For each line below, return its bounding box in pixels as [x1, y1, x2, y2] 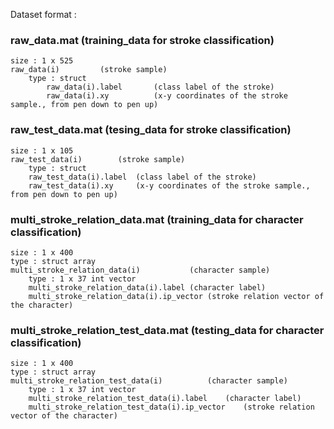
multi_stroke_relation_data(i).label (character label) [28, 282, 267, 293]
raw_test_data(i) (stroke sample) [10, 154, 186, 164]
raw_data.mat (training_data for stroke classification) [10, 33, 275, 47]
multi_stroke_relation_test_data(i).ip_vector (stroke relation [28, 402, 315, 413]
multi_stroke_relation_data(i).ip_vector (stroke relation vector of [28, 291, 325, 301]
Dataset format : [10, 9, 77, 20]
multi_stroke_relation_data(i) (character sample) [10, 265, 271, 275]
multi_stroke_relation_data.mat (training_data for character [10, 212, 304, 226]
